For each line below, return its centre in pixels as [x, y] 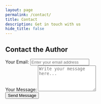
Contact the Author [36, 49]
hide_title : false [25, 29]
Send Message [22, 95]
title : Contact [21, 19]
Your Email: [17, 62]
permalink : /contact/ [28, 15]
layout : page [19, 10]
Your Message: [21, 89]
